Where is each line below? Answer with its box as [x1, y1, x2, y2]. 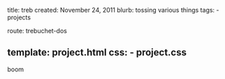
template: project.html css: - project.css [7, 46, 187, 58]
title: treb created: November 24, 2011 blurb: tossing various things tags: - [7, 6, 219, 14]
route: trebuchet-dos [7, 27, 68, 35]
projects [7, 13, 31, 21]
